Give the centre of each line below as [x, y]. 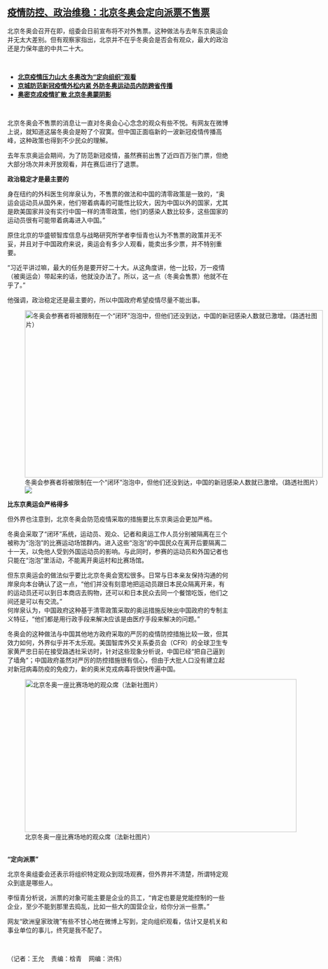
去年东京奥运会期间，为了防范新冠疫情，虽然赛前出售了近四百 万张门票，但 [115, 155]
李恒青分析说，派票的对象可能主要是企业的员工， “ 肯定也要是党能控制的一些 [116, 897]
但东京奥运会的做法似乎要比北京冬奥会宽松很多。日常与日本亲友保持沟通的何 [118, 575]
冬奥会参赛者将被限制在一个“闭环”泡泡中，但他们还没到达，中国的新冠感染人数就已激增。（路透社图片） [173, 482]
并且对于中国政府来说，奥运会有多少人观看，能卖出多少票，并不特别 [117, 243]
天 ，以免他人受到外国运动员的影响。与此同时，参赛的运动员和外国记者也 [124, 551]
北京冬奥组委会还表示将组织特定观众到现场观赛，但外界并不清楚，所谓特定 [115, 874]
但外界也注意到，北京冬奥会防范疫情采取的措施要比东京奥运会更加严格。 [111, 519]
